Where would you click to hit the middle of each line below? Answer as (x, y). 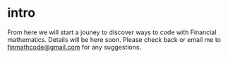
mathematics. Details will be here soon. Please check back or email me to (114, 39)
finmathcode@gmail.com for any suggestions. (74, 47)
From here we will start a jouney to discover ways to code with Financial (112, 32)
